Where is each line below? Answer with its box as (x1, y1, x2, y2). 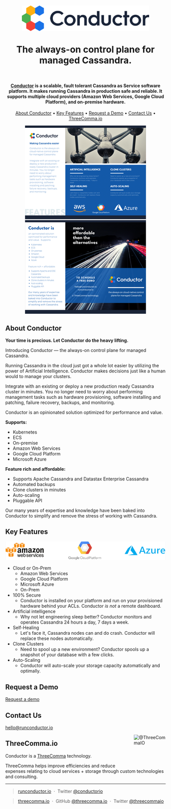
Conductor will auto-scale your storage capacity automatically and (20, 662, 160, 669)
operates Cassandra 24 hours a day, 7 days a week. (20, 619, 129, 626)
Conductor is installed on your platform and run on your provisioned (20, 598, 163, 604)
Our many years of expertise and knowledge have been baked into (5, 507, 145, 514)
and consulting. (5, 773, 38, 779)
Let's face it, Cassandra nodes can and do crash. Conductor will (20, 630, 155, 636)
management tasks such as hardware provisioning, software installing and (5, 394, 161, 400)
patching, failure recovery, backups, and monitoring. (5, 399, 116, 406)
